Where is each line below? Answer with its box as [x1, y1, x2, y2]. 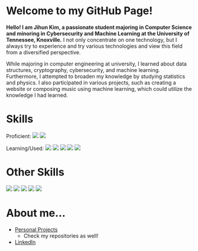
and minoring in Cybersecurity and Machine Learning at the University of [6, 30, 190, 37]
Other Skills [6, 165, 65, 179]
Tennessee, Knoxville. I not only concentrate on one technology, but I [6, 36, 177, 43]
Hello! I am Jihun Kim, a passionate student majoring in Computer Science [6, 24, 192, 31]
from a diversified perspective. [6, 48, 81, 56]
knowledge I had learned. [6, 92, 68, 99]
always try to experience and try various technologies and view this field [6, 43, 183, 50]
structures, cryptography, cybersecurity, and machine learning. [6, 66, 161, 73]
